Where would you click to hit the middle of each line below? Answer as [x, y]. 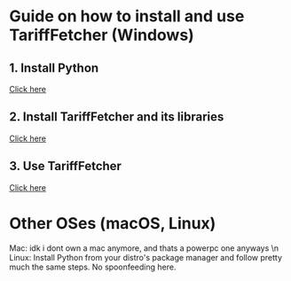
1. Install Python [54, 68]
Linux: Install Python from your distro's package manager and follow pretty [145, 257]
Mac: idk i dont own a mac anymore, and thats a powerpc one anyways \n [144, 248]
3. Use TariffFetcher [66, 166]
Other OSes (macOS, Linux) [113, 223]
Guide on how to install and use [127, 16]
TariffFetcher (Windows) [102, 35]
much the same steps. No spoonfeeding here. [93, 267]
